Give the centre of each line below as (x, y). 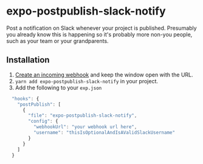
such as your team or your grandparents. (57, 41)
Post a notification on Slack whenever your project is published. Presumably (101, 28)
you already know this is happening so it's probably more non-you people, (99, 34)
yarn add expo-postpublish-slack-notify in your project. (87, 81)
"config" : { (43, 121)
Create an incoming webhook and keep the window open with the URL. (104, 75)
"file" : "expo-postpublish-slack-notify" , (83, 116)
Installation (28, 60)
